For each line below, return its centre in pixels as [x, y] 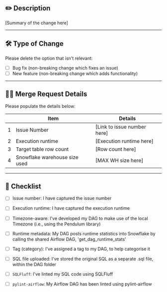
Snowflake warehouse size [47, 157]
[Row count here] [116, 149]
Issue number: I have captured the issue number [62, 198]
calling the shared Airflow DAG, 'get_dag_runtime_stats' [69, 239]
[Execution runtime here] [125, 141]
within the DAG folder [34, 264]
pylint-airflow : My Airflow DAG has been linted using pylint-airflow [82, 284]
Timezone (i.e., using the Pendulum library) [56, 224]
